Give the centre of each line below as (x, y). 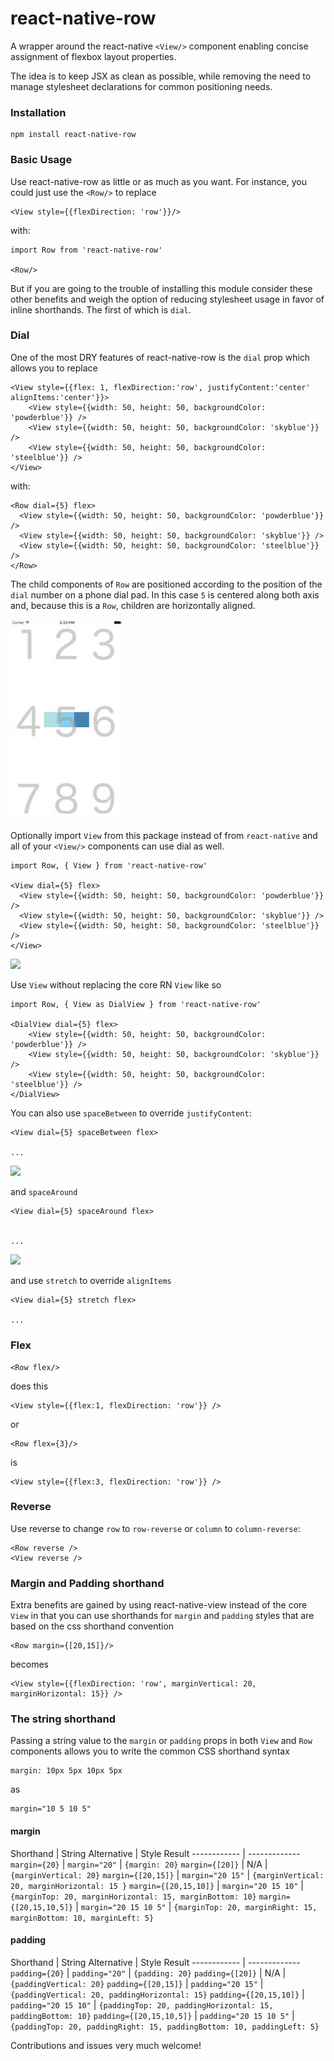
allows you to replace (54, 368)
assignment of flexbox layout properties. (93, 56)
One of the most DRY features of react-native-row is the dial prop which (160, 357)
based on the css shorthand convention (92, 1626)
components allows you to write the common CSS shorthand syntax (150, 1751)
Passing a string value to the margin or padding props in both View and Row (161, 1741)
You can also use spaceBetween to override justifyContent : (131, 1113)
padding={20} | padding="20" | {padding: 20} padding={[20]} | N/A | (148, 1973)
